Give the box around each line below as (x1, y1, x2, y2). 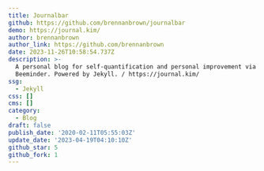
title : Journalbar (8, 11, 69, 20)
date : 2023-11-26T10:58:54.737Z (8, 48, 115, 56)
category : (8, 107, 41, 115)
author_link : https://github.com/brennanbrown (8, 41, 164, 49)
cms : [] (8, 99, 34, 107)
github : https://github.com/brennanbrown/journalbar (8, 19, 186, 27)
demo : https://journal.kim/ (8, 26, 101, 34)
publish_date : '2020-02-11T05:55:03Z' (8, 128, 136, 136)
